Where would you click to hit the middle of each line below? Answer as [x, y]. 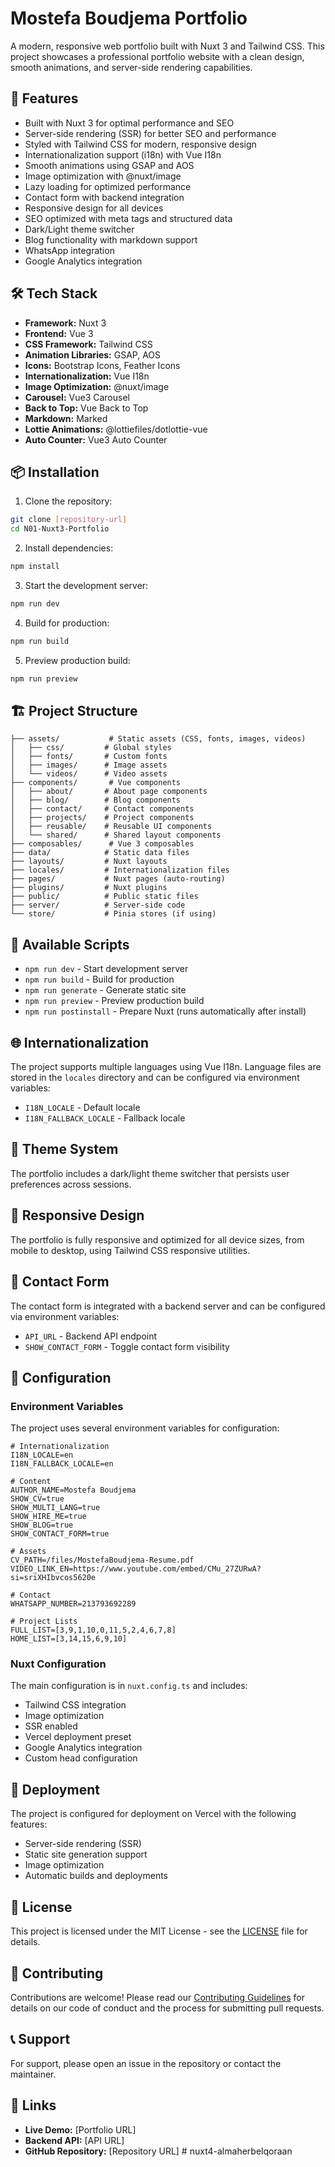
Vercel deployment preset [78, 1737]
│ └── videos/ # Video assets [89, 774]
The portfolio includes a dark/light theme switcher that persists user [150, 1173]
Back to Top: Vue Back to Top [86, 408]
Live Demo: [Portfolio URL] [80, 2129]
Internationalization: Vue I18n [87, 376]
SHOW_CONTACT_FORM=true [60, 1534]
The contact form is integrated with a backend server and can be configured [168, 1306]
